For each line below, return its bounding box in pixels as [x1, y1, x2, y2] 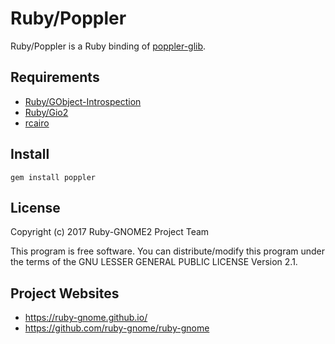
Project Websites [10, 285, 120, 302]
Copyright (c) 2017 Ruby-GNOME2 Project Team [10, 226, 210, 238]
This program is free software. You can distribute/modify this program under [10, 245, 326, 257]
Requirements [10, 69, 100, 86]
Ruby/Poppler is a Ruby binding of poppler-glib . [10, 40, 207, 52]
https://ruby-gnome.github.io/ [24, 312, 148, 324]
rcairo [24, 117, 50, 129]
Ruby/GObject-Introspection [24, 95, 142, 107]
